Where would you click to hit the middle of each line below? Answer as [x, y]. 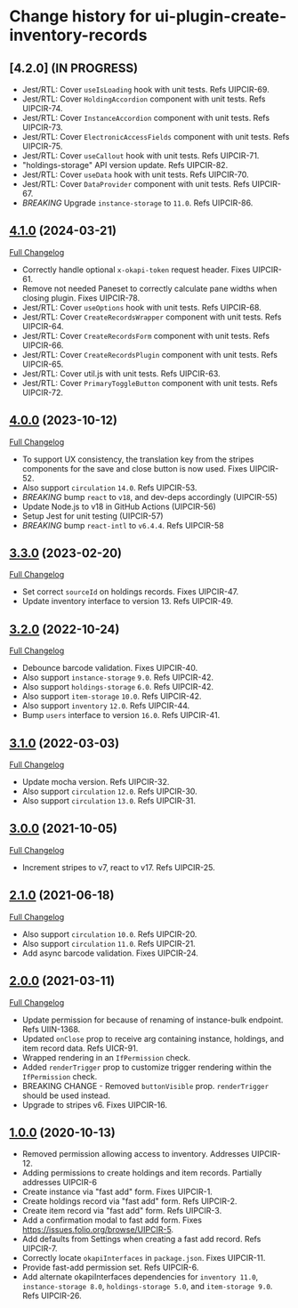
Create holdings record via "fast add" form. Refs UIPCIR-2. [129, 1201]
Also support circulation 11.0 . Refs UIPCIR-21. [109, 943]
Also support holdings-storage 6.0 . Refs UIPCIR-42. [118, 687]
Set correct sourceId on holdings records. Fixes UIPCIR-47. [130, 592]
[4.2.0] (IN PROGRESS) [74, 68]
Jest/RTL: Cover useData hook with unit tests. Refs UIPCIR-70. [135, 174]
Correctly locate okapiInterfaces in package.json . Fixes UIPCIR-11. [144, 1258]
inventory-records [78, 35]
